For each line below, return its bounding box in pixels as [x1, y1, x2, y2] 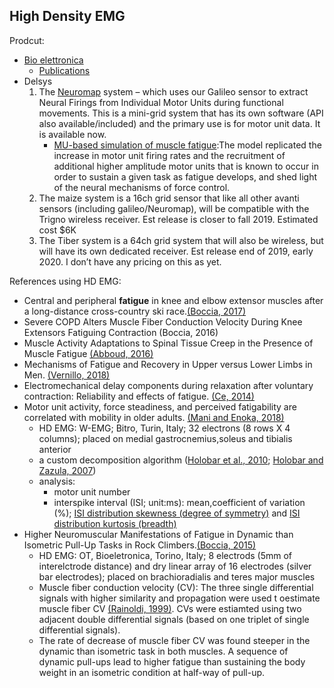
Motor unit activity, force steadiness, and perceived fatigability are [23, 400, 297, 413]
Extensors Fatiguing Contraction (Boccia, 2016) [23, 326, 219, 338]
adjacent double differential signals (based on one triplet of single [38, 613, 310, 625]
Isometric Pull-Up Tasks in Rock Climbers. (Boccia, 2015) [23, 539, 257, 551]
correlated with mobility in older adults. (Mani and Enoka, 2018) [23, 411, 285, 423]
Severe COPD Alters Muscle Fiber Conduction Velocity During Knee [23, 315, 303, 328]
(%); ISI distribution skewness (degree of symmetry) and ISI [53, 507, 301, 519]
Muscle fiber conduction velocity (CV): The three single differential [38, 581, 314, 593]
